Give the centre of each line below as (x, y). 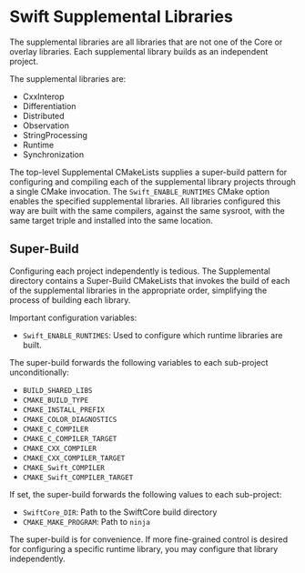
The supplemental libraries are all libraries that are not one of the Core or (146, 42)
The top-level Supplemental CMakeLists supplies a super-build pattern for (148, 172)
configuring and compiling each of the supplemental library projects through (152, 181)
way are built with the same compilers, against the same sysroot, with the (147, 210)
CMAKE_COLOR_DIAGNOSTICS (70, 419)
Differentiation (49, 106)
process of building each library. (70, 300)
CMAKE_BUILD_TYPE (56, 400)
